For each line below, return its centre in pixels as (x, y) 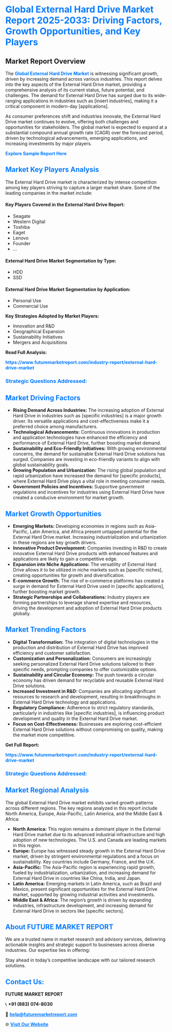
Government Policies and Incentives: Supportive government (79, 487)
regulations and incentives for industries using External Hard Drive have (89, 492)
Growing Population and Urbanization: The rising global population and (89, 470)
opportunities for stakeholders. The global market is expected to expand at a (86, 127)
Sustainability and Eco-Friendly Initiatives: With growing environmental (90, 449)
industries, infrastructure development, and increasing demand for (83, 905)
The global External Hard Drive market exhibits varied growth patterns (79, 802)
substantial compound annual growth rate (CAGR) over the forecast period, (85, 133)
